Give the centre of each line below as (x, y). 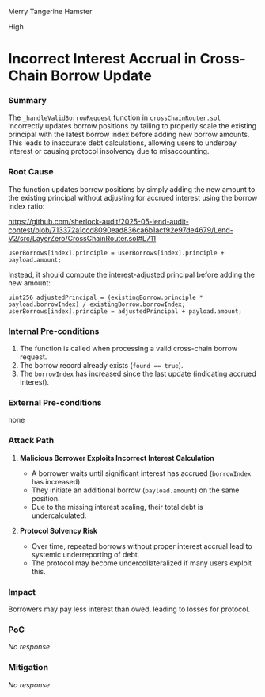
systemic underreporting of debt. (85, 554)
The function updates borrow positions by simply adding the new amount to (132, 189)
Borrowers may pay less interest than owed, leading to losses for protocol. (129, 609)
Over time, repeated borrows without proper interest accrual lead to (142, 546)
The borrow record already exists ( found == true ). (101, 366)
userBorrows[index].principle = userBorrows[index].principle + (116, 253)
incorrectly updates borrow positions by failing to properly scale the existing (132, 126)
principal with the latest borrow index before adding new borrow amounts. (129, 135)
